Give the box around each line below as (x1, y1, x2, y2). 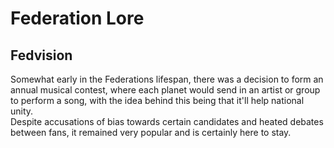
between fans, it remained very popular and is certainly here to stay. (10, 127, 292, 138)
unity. (10, 105, 34, 117)
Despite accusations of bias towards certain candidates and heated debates (10, 116, 324, 127)
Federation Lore (10, 7, 145, 30)
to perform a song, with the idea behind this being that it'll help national (10, 95, 305, 106)
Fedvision (10, 47, 73, 64)
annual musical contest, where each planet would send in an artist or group (10, 84, 321, 96)
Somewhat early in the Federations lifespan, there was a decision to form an (10, 73, 324, 85)
